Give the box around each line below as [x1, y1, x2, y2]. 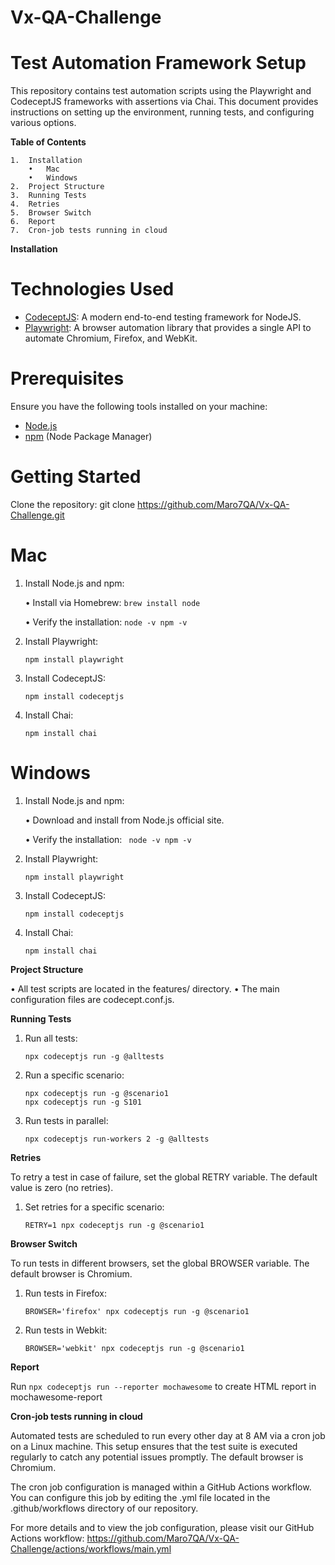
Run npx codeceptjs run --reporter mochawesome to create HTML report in [10, 1380, 317, 1392]
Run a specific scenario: [24, 1069, 125, 1081]
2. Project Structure [10, 182, 105, 192]
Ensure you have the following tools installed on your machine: [10, 401, 268, 412]
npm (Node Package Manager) [24, 431, 153, 442]
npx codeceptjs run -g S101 [24, 1097, 142, 1107]
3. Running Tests [10, 191, 87, 201]
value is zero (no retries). [10, 1181, 114, 1193]
